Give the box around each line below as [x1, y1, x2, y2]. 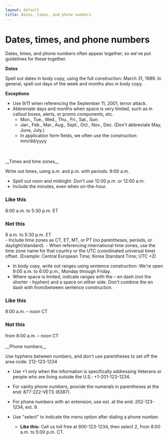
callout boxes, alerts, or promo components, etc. [12, 111, 114, 117]
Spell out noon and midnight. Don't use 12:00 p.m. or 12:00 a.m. [12, 178, 145, 184]
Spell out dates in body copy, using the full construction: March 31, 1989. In [5, 75, 161, 81]
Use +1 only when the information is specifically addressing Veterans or [12, 368, 162, 374]
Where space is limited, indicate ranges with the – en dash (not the [12, 274, 151, 280]
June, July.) [20, 127, 45, 133]
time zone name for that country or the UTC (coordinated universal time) [5, 248, 156, 254]
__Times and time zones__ [5, 159, 59, 165]
